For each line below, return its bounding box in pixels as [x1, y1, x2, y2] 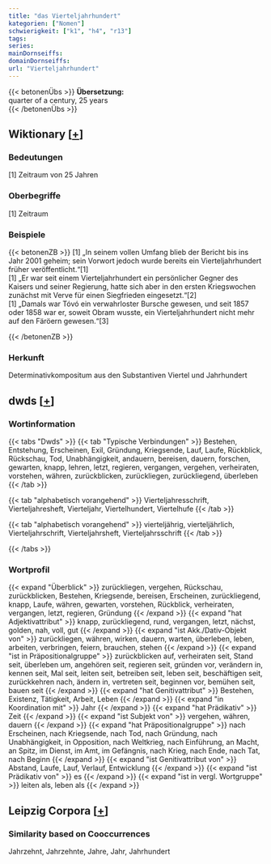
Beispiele [8, 228, 46, 240]
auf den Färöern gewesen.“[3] [8, 317, 109, 326]
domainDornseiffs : [8, 57, 70, 66]
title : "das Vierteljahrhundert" [8, 11, 121, 20]
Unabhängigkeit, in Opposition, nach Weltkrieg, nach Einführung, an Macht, [8, 738, 260, 747]
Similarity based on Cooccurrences [8, 828, 150, 839]
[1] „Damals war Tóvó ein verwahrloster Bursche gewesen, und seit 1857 [8, 299, 249, 309]
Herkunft [8, 351, 44, 363]
